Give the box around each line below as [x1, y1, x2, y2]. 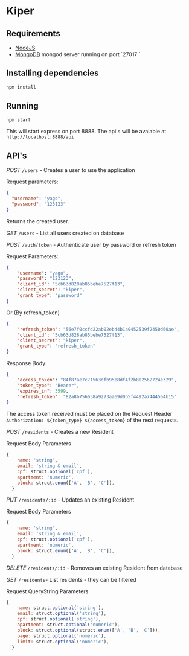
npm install [6, 84, 36, 90]
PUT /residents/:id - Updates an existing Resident [6, 496, 135, 503]
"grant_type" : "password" [17, 293, 83, 299]
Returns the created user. [6, 217, 69, 225]
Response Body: [6, 360, 47, 367]
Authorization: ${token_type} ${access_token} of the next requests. [6, 416, 179, 424]
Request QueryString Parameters [6, 587, 89, 595]
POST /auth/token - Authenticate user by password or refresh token [6, 241, 176, 248]
